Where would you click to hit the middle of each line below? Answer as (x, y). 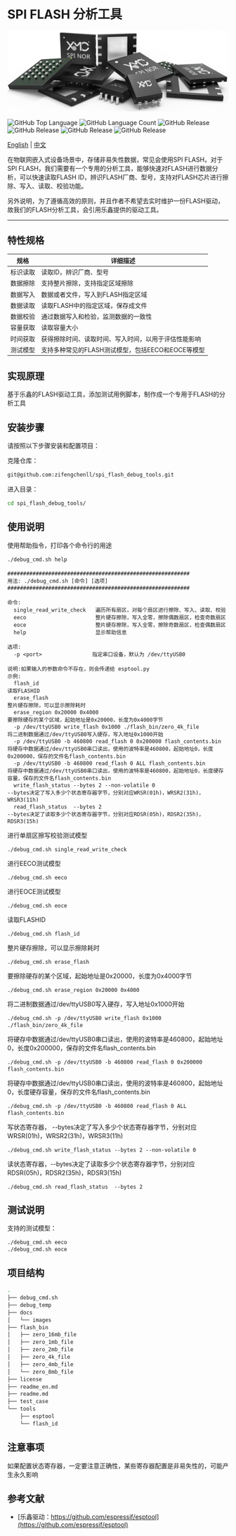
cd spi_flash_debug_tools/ (47, 503)
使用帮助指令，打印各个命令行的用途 (60, 545)
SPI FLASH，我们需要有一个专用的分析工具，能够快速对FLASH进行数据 (110, 168)
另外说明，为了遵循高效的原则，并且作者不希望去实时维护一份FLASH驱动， (116, 200)
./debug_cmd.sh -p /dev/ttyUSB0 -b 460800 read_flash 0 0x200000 (105, 1062)
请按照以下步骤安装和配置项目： (53, 445)
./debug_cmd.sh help (38, 560)
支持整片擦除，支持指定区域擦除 (87, 283)
